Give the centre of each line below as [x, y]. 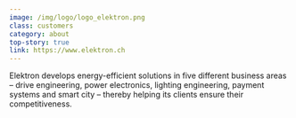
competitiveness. [41, 104]
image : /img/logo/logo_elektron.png [77, 17]
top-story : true [39, 42]
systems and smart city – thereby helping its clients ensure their [126, 95]
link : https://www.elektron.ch [67, 51]
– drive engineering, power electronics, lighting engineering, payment [137, 85]
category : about [39, 34]
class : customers [41, 26]
